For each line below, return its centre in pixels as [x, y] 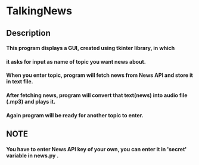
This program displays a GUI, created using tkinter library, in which [91, 48]
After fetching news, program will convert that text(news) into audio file [97, 95]
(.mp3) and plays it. [31, 101]
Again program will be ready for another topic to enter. [75, 115]
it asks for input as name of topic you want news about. [76, 61]
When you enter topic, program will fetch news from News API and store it [100, 75]
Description [28, 33]
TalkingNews [39, 11]
